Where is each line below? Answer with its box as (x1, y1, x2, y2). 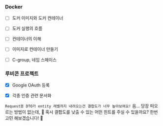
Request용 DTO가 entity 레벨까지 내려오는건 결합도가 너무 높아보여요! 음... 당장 (5, 103, 149, 109)
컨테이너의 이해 (12, 36, 41, 42)
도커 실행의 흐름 (12, 25, 42, 31)
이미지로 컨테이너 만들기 (12, 46, 59, 52)
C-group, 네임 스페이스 (12, 57, 57, 63)
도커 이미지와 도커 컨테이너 (12, 15, 63, 21)
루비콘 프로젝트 (5, 70, 39, 77)
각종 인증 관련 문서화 (12, 92, 52, 98)
